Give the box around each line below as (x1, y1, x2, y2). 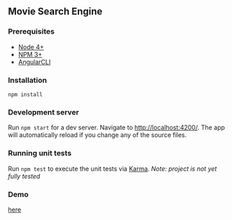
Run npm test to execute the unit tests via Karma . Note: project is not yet (8, 164, 217, 173)
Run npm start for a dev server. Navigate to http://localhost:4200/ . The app (8, 123, 225, 132)
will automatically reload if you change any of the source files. (8, 131, 187, 139)
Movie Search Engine (8, 6, 103, 18)
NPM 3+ (18, 50, 43, 58)
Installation (8, 75, 48, 85)
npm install (8, 91, 43, 98)
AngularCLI (18, 58, 51, 66)
